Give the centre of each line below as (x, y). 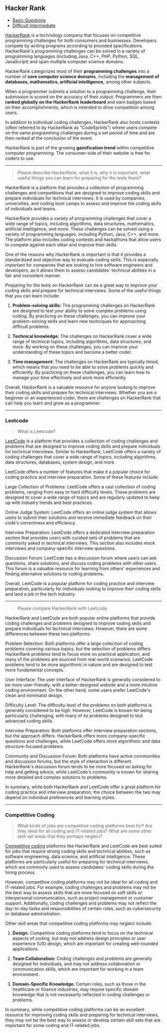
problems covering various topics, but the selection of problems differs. (79, 649)
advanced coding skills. (29, 721)
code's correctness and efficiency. (41, 523)
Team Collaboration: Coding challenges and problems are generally (82, 959)
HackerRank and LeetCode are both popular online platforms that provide (80, 618)
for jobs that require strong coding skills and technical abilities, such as (78, 851)
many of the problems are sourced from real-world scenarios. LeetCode (79, 659)
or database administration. (33, 914)
